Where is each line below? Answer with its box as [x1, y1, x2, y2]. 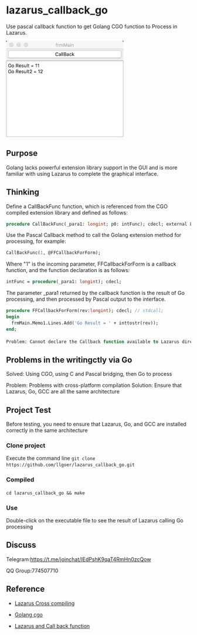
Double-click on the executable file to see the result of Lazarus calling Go [6, 517, 184, 524]
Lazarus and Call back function [14, 622, 90, 629]
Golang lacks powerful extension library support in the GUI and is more [6, 164, 178, 171]
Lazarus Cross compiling [14, 599, 75, 607]
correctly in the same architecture [6, 427, 88, 434]
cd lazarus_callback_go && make [6, 490, 85, 496]
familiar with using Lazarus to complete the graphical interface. [6, 170, 159, 177]
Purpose [6, 148, 38, 158]
